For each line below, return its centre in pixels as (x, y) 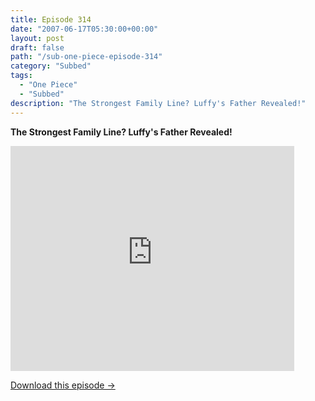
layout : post (37, 38)
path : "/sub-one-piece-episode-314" (86, 57)
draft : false (37, 47)
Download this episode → (63, 385)
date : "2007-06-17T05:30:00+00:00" (84, 29)
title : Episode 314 (51, 19)
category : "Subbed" (51, 66)
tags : (21, 76)
